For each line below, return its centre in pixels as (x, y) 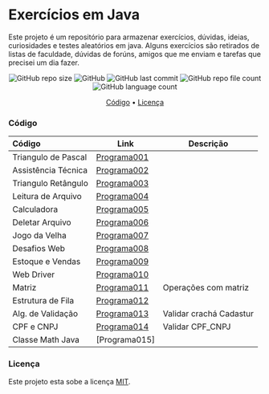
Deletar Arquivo (42, 222)
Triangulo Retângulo (50, 184)
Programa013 (122, 314)
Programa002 (122, 170)
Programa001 (122, 157)
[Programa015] (125, 340)
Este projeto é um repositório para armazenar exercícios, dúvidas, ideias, (129, 37)
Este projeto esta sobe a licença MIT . (69, 381)
